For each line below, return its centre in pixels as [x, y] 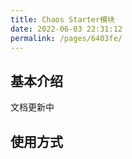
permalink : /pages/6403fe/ [66, 38]
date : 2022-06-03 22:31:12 [66, 29]
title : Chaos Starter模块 [62, 19]
